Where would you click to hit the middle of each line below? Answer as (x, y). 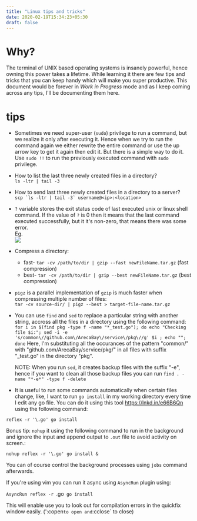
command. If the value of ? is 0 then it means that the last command (97, 215)
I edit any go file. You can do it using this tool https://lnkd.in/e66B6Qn (99, 403)
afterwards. (20, 471)
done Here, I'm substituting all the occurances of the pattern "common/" (101, 344)
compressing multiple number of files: (61, 299)
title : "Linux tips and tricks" (46, 11)
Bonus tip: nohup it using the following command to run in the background (95, 431)
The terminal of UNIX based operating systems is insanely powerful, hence (97, 68)
